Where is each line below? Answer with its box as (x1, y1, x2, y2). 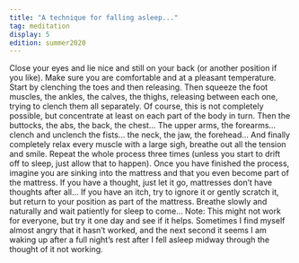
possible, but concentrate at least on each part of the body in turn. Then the (9, 110, 291, 121)
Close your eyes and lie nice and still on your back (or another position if (9, 63, 277, 74)
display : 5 (9, 30, 50, 39)
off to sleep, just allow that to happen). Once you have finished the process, (9, 158, 290, 169)
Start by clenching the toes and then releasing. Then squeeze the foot (9, 82, 268, 92)
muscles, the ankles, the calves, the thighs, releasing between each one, (9, 92, 278, 102)
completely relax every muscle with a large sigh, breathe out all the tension (9, 139, 286, 150)
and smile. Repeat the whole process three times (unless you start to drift (9, 149, 281, 160)
